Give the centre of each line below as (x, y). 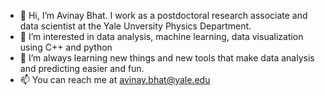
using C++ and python (66, 47)
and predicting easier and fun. (82, 68)
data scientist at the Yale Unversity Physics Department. (135, 26)
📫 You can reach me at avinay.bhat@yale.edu (115, 79)
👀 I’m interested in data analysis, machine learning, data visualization (161, 36)
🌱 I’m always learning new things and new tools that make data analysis (167, 58)
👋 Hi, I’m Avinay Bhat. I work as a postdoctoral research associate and (163, 15)
